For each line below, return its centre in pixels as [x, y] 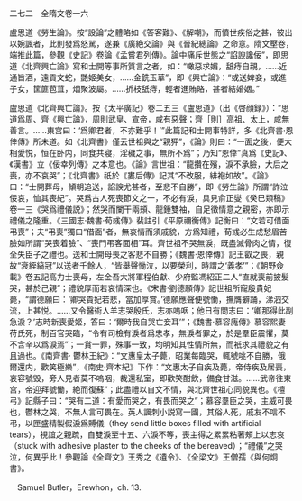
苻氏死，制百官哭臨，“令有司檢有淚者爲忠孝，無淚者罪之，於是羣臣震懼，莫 [150, 333]
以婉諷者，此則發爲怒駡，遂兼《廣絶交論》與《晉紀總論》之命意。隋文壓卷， [151, 44]
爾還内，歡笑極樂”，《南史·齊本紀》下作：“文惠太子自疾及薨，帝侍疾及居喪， [150, 367]
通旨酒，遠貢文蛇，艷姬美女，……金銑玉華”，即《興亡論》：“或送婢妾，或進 [148, 77]
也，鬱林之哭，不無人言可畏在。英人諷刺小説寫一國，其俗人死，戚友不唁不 [147, 412]
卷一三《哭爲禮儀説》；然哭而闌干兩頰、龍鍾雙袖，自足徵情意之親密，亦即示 [150, 209]
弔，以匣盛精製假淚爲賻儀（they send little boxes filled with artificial [135, 423]
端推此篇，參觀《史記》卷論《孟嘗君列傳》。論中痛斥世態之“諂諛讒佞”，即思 [149, 55]
